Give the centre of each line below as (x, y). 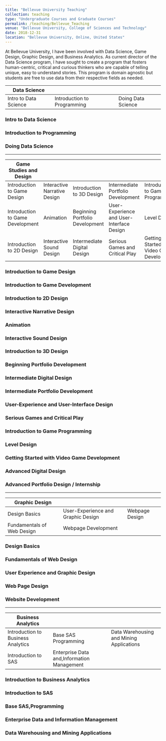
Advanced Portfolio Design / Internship (53, 484)
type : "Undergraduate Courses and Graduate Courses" (61, 19)
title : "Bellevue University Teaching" (46, 10)
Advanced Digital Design (35, 471)
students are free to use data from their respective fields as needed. (75, 78)
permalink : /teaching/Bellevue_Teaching (47, 24)
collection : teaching (27, 14)
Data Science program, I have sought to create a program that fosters (76, 62)
